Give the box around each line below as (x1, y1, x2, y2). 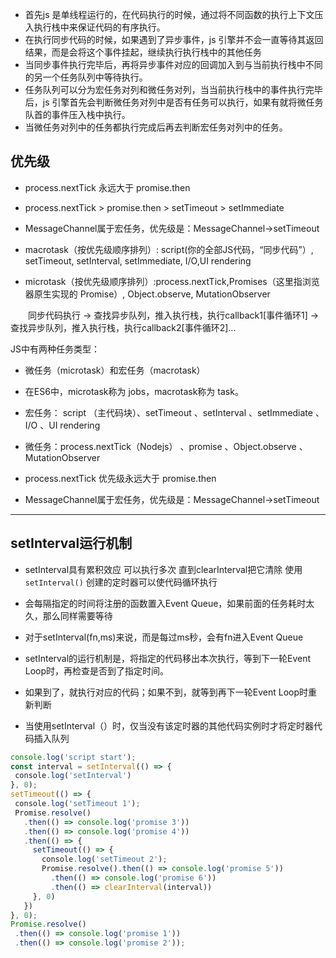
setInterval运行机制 (10, 535, 133, 552)
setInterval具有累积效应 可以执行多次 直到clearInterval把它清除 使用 (24, 563, 303, 575)
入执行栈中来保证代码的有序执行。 (24, 21, 166, 33)
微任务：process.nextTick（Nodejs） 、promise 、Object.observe (24, 440, 297, 452)
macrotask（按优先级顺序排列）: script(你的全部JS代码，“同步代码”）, (24, 243, 314, 255)
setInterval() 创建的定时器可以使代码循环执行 (24, 576, 218, 588)
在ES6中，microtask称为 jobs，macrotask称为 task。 (24, 385, 244, 397)
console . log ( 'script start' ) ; (10, 752, 137, 762)
